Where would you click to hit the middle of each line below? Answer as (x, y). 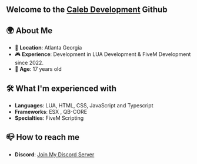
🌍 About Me (29, 30)
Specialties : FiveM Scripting (49, 118)
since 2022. (29, 63)
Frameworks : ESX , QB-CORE (51, 112)
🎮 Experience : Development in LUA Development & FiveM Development (103, 54)
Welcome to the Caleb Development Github (87, 10)
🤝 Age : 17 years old (38, 69)
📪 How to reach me (43, 137)
